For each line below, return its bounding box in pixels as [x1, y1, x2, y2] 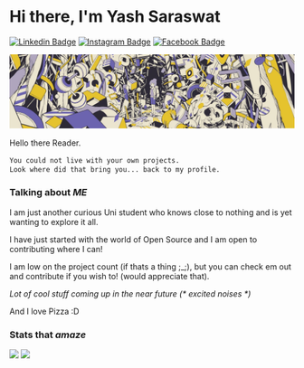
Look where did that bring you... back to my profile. [9, 165, 221, 175]
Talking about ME [9, 186, 88, 199]
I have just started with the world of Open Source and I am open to [9, 233, 258, 245]
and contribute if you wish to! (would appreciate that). [9, 270, 210, 281]
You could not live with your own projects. [9, 156, 180, 165]
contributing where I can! [9, 243, 103, 254]
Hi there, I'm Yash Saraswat [9, 6, 222, 27]
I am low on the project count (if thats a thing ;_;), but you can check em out [9, 260, 292, 272]
